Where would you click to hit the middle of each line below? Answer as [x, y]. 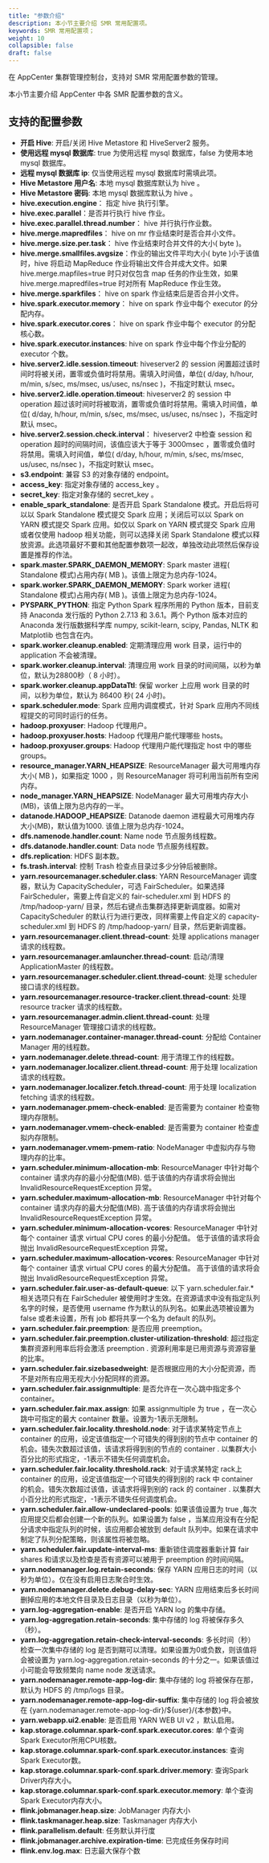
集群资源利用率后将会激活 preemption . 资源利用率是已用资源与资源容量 [138, 1348]
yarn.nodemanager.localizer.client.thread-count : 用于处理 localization [139, 1067]
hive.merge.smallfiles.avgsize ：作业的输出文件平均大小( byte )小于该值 [139, 253]
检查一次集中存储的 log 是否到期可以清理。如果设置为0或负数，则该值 [135, 1649]
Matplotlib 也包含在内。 [59, 635]
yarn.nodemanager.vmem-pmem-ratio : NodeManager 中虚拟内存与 [134, 1147]
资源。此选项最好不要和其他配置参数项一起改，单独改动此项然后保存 [140, 544]
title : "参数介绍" [37, 16]
